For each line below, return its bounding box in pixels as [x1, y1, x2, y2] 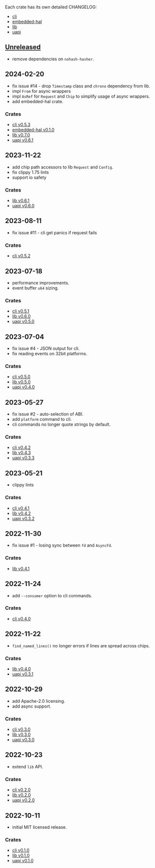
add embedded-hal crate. [12, 98, 64, 104]
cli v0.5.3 [12, 122, 31, 127]
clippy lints [12, 482, 34, 488]
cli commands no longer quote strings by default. [12, 421, 111, 427]
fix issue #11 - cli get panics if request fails [12, 229, 97, 235]
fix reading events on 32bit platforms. [12, 351, 87, 357]
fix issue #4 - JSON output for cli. [12, 346, 80, 351]
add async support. [12, 703, 52, 709]
